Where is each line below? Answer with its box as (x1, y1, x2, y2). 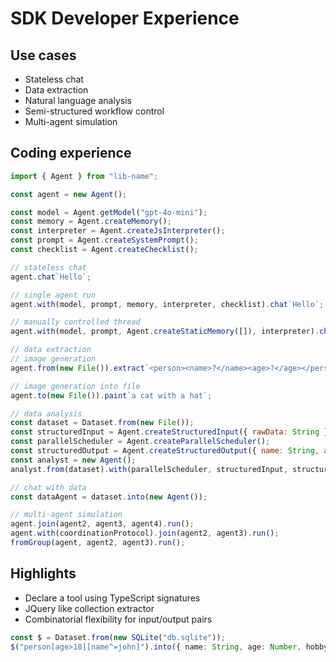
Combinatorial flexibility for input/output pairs (24, 613, 213, 625)
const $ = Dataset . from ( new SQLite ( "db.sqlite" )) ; (10, 632, 226, 642)
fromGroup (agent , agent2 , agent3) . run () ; (10, 538, 186, 548)
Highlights (10, 565, 77, 582)
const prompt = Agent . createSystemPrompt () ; (10, 235, 199, 246)
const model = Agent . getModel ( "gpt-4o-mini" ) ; (10, 207, 208, 217)
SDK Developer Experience (10, 7, 240, 30)
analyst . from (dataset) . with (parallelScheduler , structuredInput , (10, 464, 288, 474)
